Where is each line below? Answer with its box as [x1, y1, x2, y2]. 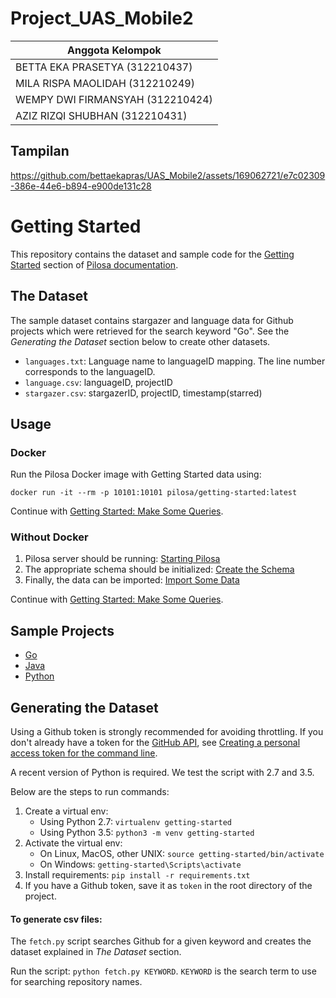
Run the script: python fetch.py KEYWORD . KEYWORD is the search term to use [10, 965, 317, 977]
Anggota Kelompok [66, 43, 162, 57]
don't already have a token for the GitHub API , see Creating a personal [10, 737, 301, 749]
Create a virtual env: [24, 805, 109, 817]
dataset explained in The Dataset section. [10, 946, 182, 958]
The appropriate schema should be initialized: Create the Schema [24, 563, 295, 576]
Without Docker [10, 530, 89, 544]
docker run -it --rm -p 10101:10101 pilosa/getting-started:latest [10, 488, 298, 498]
